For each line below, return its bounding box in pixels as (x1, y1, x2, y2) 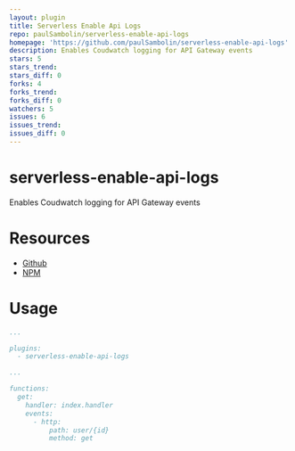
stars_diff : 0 (9, 71, 62, 80)
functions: (9, 384, 50, 393)
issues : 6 (9, 112, 46, 121)
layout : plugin (9, 12, 66, 22)
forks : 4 (9, 79, 42, 88)
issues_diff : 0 (9, 129, 66, 138)
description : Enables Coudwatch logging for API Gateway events (9, 46, 253, 55)
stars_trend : (9, 63, 58, 72)
